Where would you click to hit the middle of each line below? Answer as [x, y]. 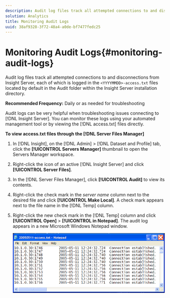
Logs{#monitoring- [121, 53]
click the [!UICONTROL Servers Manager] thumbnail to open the [80, 149]
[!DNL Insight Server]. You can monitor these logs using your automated [80, 119]
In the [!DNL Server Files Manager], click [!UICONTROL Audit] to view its [89, 180]
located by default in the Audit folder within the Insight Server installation [81, 88]
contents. [23, 185]
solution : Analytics [27, 16]
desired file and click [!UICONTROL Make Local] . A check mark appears [88, 200]
